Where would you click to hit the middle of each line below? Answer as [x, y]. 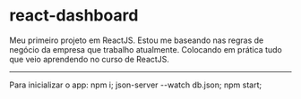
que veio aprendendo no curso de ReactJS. [90, 59]
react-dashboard [74, 16]
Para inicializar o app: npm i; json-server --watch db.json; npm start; [136, 85]
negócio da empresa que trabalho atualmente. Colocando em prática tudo [146, 49]
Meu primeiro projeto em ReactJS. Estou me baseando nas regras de [137, 40]
